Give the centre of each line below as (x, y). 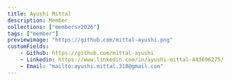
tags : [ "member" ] (33, 33)
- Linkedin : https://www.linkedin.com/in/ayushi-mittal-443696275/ (122, 60)
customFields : (28, 46)
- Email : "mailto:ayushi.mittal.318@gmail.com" (92, 66)
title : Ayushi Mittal (39, 14)
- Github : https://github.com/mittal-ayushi (87, 54)
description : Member (38, 20)
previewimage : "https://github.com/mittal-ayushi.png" (90, 40)
